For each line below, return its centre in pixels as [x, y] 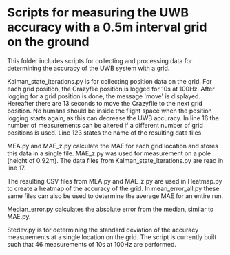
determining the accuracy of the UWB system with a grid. [88, 68]
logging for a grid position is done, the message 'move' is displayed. [104, 96]
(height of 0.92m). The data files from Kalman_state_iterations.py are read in [115, 160]
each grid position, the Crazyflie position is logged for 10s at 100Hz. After [111, 89]
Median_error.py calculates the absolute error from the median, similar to [111, 209]
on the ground [48, 42]
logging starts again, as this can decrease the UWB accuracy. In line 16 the [113, 118]
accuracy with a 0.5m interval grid [107, 27]
